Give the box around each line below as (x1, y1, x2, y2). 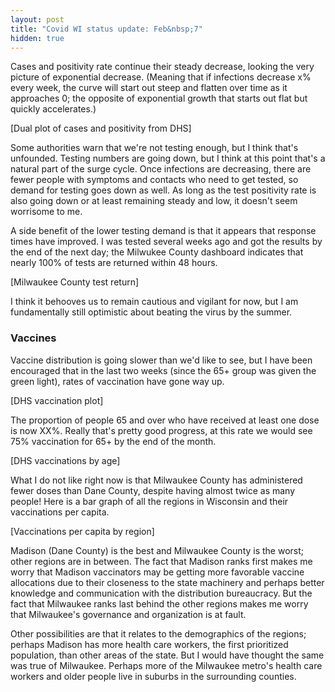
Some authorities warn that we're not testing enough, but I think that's (10, 142, 299, 154)
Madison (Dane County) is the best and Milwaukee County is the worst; (10, 544, 305, 556)
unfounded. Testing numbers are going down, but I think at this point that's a (10, 152, 326, 165)
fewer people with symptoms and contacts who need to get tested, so (10, 174, 299, 186)
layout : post (10, 14, 65, 25)
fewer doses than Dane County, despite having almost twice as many (10, 484, 296, 496)
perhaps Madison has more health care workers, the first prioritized (10, 638, 289, 650)
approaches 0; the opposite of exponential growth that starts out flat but (10, 92, 308, 105)
